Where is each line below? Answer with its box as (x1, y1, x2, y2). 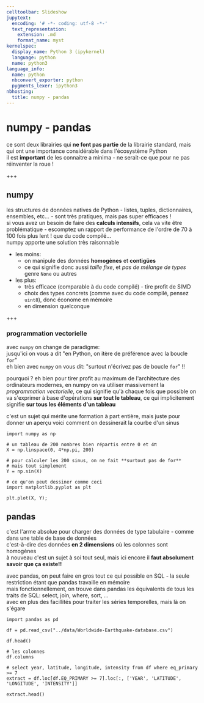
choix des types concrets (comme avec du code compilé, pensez (24, 289, 189, 296)
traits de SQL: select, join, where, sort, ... (6, 591, 109, 599)
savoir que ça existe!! (6, 560, 62, 567)
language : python (12, 54, 56, 61)
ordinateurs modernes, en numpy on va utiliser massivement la (6, 381, 165, 388)
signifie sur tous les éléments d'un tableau (6, 400, 116, 408)
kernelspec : (6, 43, 37, 50)
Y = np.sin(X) (6, 468, 43, 474)
